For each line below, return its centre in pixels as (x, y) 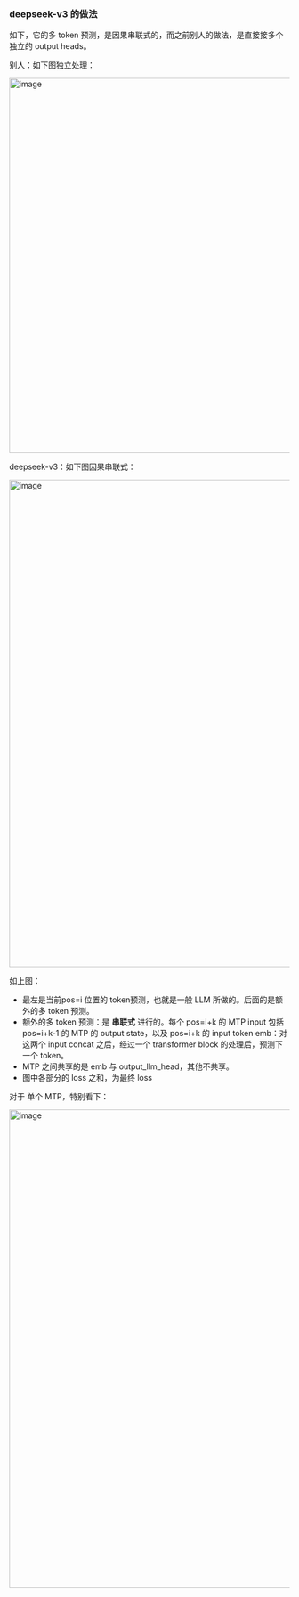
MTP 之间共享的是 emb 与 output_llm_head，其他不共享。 (128, 1066)
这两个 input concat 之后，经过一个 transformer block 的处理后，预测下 (152, 1044)
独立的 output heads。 (50, 46)
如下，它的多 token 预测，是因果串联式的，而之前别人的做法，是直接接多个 (146, 35)
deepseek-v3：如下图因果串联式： (73, 467)
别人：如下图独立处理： (52, 65)
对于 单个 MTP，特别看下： (59, 1097)
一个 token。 (45, 1056)
